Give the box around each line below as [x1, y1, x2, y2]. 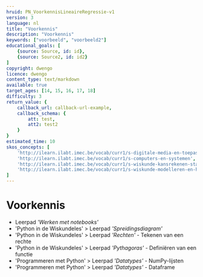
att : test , [28, 116, 56, 122]
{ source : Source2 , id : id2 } [17, 54, 88, 60]
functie [14, 250, 33, 258]
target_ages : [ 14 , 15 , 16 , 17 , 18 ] [6, 88, 96, 94]
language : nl [6, 20, 39, 26]
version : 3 [6, 15, 34, 21]
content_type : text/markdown [6, 76, 80, 82]
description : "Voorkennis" [6, 32, 74, 38]
